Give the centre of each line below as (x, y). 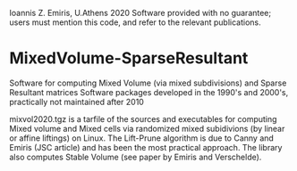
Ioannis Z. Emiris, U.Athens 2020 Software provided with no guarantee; (140, 13)
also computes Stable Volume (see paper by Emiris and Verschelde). (136, 157)
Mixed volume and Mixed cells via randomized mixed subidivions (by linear (147, 128)
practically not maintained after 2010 (77, 102)
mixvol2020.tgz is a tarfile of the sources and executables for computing (143, 118)
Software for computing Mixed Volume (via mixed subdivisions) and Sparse (148, 83)
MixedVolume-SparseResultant (129, 58)
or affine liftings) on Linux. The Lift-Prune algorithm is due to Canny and (142, 138)
